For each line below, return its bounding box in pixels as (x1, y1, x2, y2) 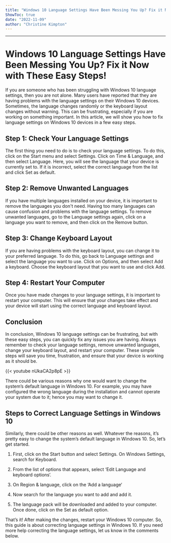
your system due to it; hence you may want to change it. (5, 394, 123, 400)
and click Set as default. (5, 169, 56, 175)
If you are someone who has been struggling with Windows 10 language (5, 87, 157, 93)
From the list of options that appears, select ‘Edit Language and (12, 467, 146, 473)
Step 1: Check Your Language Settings (5, 134, 129, 143)
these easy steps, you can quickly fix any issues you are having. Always (5, 337, 156, 343)
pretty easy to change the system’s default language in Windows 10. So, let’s (5, 436, 166, 442)
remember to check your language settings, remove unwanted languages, (5, 342, 160, 348)
